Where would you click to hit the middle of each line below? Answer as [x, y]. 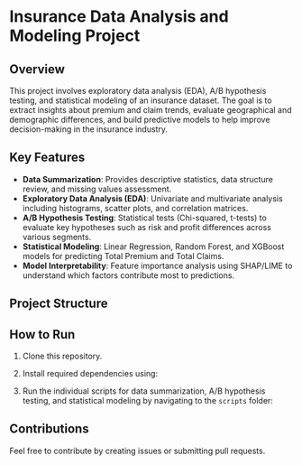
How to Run [42, 335]
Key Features [47, 158]
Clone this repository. [62, 356]
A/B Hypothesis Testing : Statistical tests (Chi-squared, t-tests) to [145, 218]
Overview [37, 69]
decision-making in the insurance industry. [89, 129]
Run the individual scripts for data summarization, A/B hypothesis [144, 391]
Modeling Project [75, 36]
